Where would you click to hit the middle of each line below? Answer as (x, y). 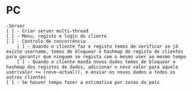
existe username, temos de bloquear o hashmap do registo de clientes (95, 51)
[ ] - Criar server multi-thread (47, 31)
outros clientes (26, 77)
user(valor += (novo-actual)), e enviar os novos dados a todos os (91, 72)
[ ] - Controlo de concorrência (46, 41)
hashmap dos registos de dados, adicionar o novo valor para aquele (92, 67)
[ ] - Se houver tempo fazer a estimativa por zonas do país (83, 82)
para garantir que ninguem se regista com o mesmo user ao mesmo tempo (96, 56)
